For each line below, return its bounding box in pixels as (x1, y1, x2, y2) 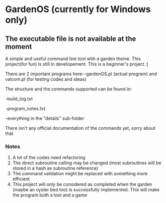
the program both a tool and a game (12, 192, 88, 198)
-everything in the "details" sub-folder (5, 115, 85, 121)
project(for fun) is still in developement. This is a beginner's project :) (5, 61, 148, 67)
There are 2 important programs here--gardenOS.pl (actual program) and (5, 71, 157, 77)
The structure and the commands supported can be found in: (5, 86, 132, 92)
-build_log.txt (5, 96, 33, 101)
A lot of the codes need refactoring (12, 155, 86, 161)
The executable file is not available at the (5, 34, 136, 43)
